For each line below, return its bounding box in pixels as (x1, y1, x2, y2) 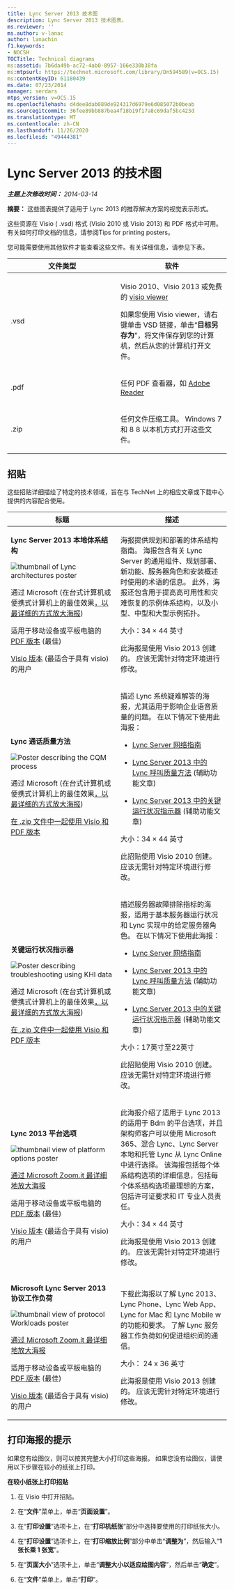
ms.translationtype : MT (7, 114, 77, 121)
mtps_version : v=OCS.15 (7, 95, 77, 102)
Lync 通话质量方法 (10, 737, 71, 746)
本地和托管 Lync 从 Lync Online (120, 1149, 222, 1159)
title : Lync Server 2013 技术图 (7, 10, 98, 17)
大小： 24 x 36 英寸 (120, 1359, 185, 1368)
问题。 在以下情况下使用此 (134, 712, 221, 721)
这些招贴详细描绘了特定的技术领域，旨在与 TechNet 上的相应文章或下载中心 (7, 488, 224, 496)
